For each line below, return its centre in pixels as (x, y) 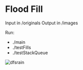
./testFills (21, 47)
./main (19, 42)
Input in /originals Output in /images (41, 23)
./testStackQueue (30, 53)
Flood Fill (24, 9)
